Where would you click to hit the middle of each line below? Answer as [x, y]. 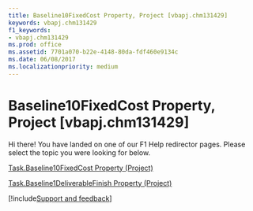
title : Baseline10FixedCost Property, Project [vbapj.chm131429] [118, 15]
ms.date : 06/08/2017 [42, 60]
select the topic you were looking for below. [79, 152]
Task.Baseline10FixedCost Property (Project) [81, 168]
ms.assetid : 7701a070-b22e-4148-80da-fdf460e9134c [93, 52]
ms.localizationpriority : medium [63, 67]
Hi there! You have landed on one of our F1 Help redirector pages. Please [127, 144]
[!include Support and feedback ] [60, 198]
